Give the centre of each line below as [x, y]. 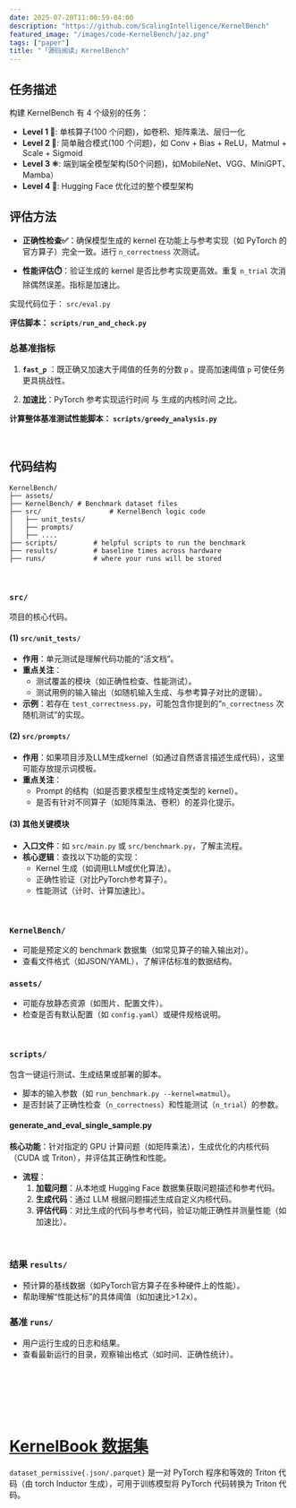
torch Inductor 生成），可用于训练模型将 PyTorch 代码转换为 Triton [156, 1484]
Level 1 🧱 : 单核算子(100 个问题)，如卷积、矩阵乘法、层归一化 [134, 132]
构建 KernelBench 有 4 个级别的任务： [79, 112]
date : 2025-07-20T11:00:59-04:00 [72, 17]
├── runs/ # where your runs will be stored [115, 558]
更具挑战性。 [46, 381]
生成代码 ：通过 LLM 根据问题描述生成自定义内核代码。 [136, 1199]
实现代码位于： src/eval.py [60, 303]
